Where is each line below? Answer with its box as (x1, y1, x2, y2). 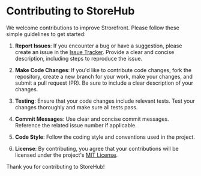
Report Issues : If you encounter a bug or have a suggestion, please (14, 42, 182, 49)
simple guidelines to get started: (6, 30, 86, 37)
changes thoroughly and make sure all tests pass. (14, 103, 138, 111)
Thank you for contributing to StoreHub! (6, 163, 105, 170)
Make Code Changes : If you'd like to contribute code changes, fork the (14, 66, 192, 73)
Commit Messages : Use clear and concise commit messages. (14, 115, 169, 123)
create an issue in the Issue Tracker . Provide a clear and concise (14, 48, 175, 55)
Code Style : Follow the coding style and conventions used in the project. (14, 133, 195, 141)
